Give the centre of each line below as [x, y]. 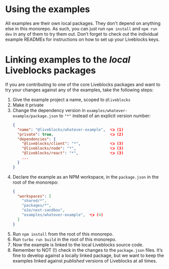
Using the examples [48, 9]
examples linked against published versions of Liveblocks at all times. [85, 260]
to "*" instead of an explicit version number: [105, 116]
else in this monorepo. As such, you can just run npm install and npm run [81, 28]
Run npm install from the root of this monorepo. [63, 234]
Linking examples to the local [68, 60]
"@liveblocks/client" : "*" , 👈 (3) [73, 144]
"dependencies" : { [37, 139]
